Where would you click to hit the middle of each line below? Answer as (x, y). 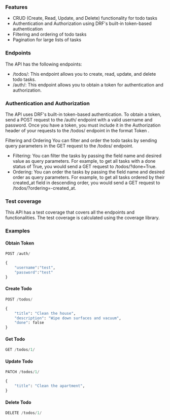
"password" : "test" (34, 272)
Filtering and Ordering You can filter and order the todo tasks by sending (81, 140)
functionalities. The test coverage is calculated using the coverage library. (82, 218)
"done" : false (29, 323)
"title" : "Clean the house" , (45, 313)
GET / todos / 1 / (20, 350)
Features (16, 7)
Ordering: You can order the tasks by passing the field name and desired (89, 172)
